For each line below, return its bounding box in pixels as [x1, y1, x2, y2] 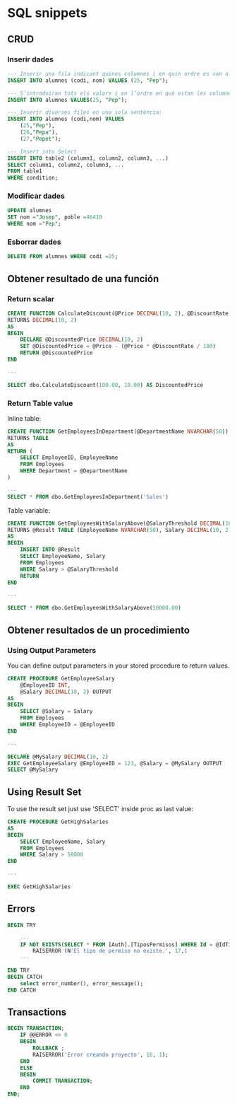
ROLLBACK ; [32, 1045, 65, 1052]
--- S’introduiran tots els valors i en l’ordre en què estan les [7, 90, 207, 97]
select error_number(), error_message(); [20, 980, 143, 987]
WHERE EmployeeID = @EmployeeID [20, 721, 115, 728]
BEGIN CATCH [7, 974, 42, 981]
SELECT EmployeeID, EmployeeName [20, 454, 119, 461]
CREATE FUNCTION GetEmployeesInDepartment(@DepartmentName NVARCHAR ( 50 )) [7, 428, 229, 435]
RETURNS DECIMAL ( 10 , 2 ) [7, 316, 78, 323]
